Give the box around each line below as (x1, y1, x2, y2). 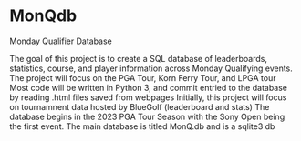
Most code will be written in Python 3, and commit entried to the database (9, 82, 288, 93)
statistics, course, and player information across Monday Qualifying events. (9, 63, 294, 74)
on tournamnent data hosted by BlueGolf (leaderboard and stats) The (9, 101, 270, 112)
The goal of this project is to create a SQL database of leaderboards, (9, 53, 267, 64)
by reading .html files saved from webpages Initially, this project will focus (9, 92, 287, 103)
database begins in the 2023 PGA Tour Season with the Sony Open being (9, 111, 285, 122)
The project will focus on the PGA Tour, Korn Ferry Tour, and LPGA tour (9, 72, 276, 83)
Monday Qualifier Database (9, 35, 112, 46)
